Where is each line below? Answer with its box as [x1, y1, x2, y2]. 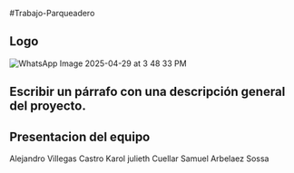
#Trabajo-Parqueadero [9, 8, 95, 18]
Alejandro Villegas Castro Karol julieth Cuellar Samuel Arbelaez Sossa [9, 153, 269, 164]
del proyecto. [9, 99, 86, 114]
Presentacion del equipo [9, 129, 151, 144]
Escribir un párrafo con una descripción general [9, 84, 286, 100]
